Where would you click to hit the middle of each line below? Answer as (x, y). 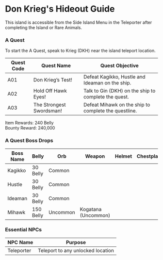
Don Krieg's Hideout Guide (60, 9)
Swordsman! (48, 111)
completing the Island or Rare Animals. (44, 27)
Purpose (76, 242)
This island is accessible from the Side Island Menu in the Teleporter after (79, 22)
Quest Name (56, 65)
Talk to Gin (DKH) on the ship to (119, 91)
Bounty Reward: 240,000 (30, 128)
